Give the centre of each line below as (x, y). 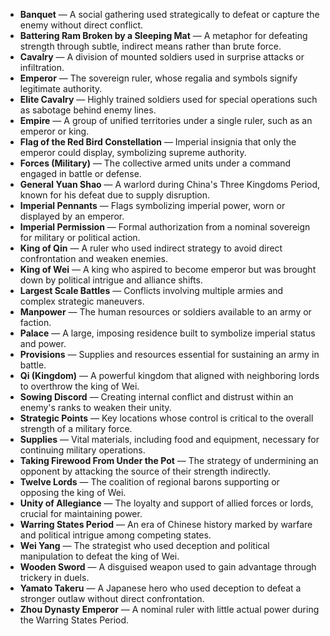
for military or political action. (80, 237)
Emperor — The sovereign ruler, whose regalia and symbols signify (158, 78)
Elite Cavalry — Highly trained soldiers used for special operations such (168, 99)
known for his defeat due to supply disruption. (115, 195)
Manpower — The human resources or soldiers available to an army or (165, 312)
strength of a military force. (76, 428)
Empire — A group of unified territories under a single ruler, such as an (166, 120)
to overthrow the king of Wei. (79, 386)
